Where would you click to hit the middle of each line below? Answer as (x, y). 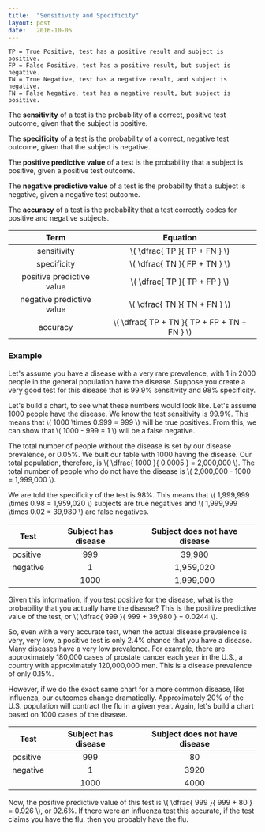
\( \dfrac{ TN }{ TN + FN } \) (180, 304)
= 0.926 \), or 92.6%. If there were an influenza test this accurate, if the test (131, 811)
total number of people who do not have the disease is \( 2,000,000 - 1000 (129, 471)
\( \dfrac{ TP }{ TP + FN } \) (180, 251)
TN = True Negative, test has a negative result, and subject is (118, 80)
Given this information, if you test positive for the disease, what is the (121, 599)
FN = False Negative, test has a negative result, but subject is (119, 93)
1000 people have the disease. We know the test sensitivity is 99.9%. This (129, 414)
